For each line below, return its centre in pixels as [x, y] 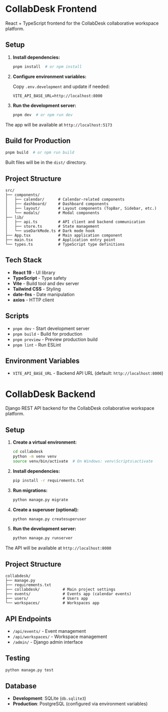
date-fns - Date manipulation [44, 294]
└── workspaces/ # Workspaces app [52, 603]
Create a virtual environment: [45, 442]
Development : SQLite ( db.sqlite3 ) [49, 698]
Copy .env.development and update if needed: [61, 86]
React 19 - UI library [34, 272]
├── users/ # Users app [47, 599]
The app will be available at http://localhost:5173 [59, 124]
